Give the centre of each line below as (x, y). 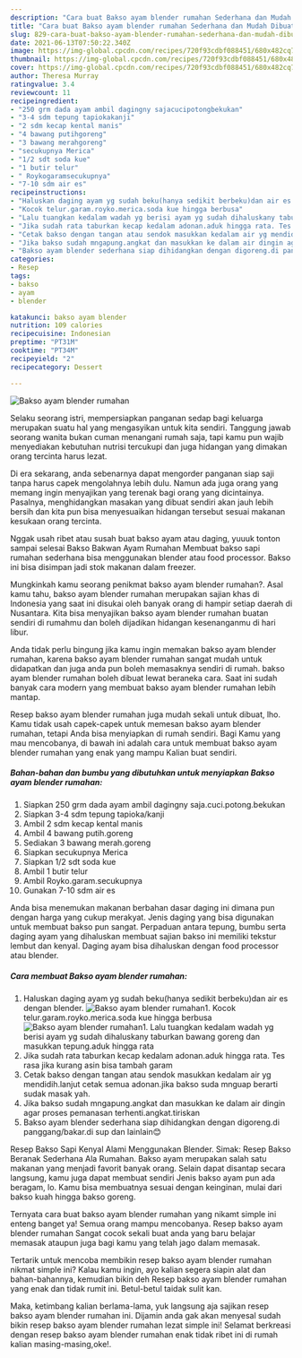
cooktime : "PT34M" (44, 350)
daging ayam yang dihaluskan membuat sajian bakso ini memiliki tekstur (143, 937)
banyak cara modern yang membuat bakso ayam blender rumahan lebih (143, 688)
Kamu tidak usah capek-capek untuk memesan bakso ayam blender (136, 723)
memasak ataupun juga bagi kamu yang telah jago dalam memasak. (135, 1243)
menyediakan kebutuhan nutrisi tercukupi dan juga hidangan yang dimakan (149, 446)
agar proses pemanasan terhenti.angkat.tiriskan (112, 1113)
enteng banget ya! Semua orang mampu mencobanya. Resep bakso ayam (147, 1224)
